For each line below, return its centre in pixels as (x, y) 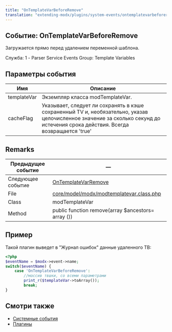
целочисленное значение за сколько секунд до (101, 119)
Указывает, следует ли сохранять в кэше (93, 106)
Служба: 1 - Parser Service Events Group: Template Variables (70, 58)
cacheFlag (20, 119)
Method (17, 213)
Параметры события (41, 74)
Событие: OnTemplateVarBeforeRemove (72, 36)
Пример (19, 235)
